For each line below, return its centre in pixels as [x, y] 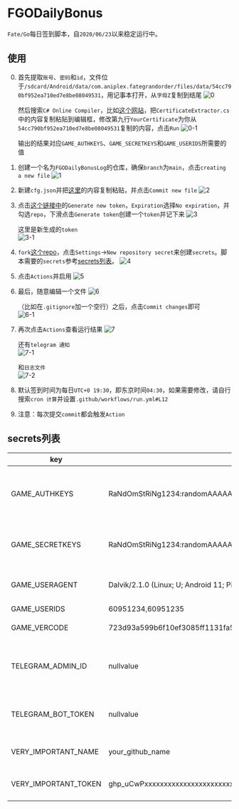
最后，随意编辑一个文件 [52, 291]
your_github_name [139, 751]
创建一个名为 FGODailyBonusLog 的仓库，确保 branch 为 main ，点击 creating [122, 167]
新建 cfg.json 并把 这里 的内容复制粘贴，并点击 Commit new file [107, 190]
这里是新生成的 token [48, 229]
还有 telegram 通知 [44, 344]
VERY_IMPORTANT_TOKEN [56, 783]
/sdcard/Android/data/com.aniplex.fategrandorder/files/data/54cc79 [128, 86]
